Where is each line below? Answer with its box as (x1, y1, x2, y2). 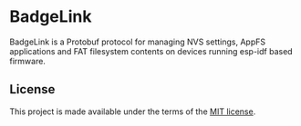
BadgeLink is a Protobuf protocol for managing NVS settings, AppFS (9, 36, 266, 47)
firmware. (9, 55, 46, 66)
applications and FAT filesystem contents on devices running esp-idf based (9, 45, 294, 56)
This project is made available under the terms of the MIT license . (9, 106, 256, 117)
